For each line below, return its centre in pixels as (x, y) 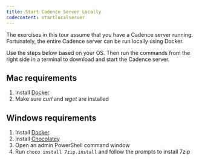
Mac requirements (42, 78)
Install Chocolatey (38, 139)
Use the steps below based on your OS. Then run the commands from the (98, 52)
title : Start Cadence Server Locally (54, 12)
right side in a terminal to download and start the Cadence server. (88, 59)
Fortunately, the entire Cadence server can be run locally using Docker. (95, 41)
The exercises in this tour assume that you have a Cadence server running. (100, 34)
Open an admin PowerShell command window (72, 145)
